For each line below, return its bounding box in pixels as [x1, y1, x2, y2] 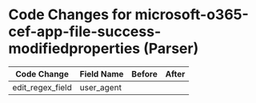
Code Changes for [8, 6, 132, 24]
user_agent [79, 81, 122, 93]
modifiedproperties [8, 40, 141, 57]
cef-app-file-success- [8, 22, 162, 41]
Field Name [79, 68, 124, 79]
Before [131, 68, 158, 79]
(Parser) [142, 40, 199, 57]
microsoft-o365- [134, 6, 250, 24]
